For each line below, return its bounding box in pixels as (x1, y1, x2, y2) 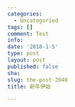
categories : (7, 10, 42, 18)
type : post (7, 50, 40, 57)
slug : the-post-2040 (7, 76, 69, 84)
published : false (7, 63, 59, 70)
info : (7, 37, 23, 44)
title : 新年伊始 (7, 83, 51, 90)
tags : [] (7, 23, 33, 30)
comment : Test (7, 30, 50, 38)
